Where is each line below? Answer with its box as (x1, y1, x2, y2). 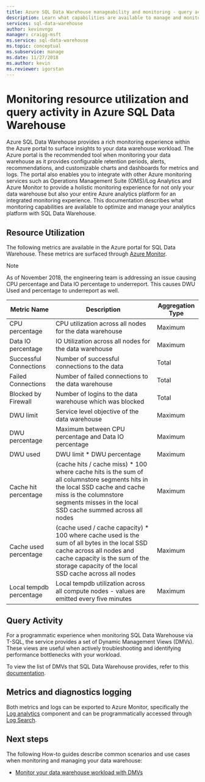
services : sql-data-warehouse (6, 20, 84, 26)
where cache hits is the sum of (56, 468, 143, 476)
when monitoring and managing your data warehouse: (6, 756, 142, 764)
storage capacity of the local (56, 562, 138, 570)
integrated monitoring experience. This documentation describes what (6, 197, 184, 204)
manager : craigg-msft (6, 32, 62, 38)
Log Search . (6, 716, 37, 723)
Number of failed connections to (56, 372, 148, 381)
